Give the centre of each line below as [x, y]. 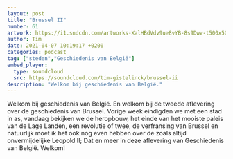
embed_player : [28, 65]
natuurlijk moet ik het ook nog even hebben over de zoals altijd [97, 133]
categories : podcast [37, 53]
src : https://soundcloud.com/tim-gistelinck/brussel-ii [96, 78]
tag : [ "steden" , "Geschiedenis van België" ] [71, 59]
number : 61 [23, 26]
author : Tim [24, 39]
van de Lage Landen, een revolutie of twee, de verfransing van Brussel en [113, 126]
